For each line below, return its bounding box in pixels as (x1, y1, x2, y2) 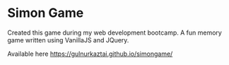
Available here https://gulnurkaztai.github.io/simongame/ (7, 49, 173, 58)
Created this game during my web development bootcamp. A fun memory (7, 28, 223, 37)
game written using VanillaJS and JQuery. (7, 35, 129, 44)
